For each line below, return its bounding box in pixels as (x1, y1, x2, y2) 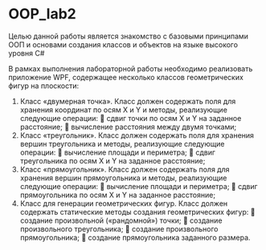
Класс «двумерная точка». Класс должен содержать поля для (19, 96, 236, 106)
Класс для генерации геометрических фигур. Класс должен (19, 198, 228, 208)
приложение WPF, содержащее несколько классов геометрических (8, 72, 243, 82)
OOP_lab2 (8, 5, 76, 23)
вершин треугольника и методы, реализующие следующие (19, 139, 225, 148)
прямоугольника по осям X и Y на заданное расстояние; (19, 190, 215, 200)
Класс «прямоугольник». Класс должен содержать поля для (19, 164, 231, 174)
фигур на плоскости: (8, 81, 80, 91)
